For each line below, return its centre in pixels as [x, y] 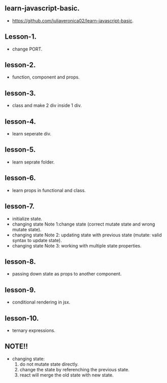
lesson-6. [20, 178]
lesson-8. [20, 262]
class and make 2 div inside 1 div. [47, 105]
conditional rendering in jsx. [41, 302]
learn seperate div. [32, 134]
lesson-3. [20, 93]
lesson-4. [21, 121]
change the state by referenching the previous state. [75, 369]
